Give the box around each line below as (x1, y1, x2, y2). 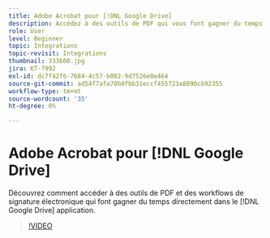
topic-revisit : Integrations (8, 49, 107, 57)
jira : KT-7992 (8, 65, 57, 73)
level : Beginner (8, 34, 63, 43)
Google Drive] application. (8, 206, 96, 215)
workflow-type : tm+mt (8, 87, 82, 96)
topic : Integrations (8, 42, 79, 50)
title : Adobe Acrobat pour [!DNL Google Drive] (8, 11, 173, 20)
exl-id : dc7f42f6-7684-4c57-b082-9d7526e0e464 (8, 72, 169, 80)
